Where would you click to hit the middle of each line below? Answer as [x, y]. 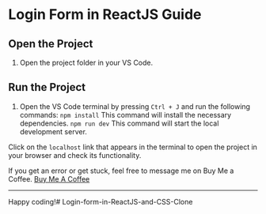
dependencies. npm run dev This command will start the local [119, 123]
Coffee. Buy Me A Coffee [49, 178]
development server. [53, 131]
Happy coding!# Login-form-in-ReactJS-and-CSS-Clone [101, 201]
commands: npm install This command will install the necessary [125, 115]
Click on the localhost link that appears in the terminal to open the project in [133, 147]
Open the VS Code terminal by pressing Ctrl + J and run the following [135, 106]
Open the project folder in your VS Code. [86, 62]
